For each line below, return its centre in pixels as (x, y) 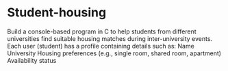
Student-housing (57, 13)
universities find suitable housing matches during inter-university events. (110, 38)
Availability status (32, 60)
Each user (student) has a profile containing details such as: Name (101, 46)
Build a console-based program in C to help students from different (102, 31)
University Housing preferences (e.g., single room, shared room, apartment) (114, 53)
